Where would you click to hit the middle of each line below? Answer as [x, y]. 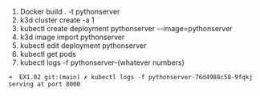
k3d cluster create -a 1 [57, 20]
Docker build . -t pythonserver [70, 12]
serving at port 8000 [45, 84]
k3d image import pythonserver [72, 37]
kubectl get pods [48, 54]
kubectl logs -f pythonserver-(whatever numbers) [102, 62]
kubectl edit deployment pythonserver [83, 46]
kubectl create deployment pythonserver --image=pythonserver [126, 28]
